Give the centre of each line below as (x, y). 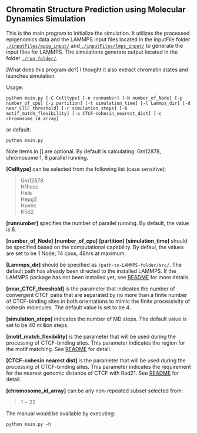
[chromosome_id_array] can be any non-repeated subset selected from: (95, 391)
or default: (19, 130)
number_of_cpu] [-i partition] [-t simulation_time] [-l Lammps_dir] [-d (98, 103)
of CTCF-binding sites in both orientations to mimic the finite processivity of (98, 301)
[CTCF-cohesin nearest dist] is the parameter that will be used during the (96, 360)
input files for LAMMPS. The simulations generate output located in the (92, 52)
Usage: (15, 87)
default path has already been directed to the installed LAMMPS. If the (91, 271)
